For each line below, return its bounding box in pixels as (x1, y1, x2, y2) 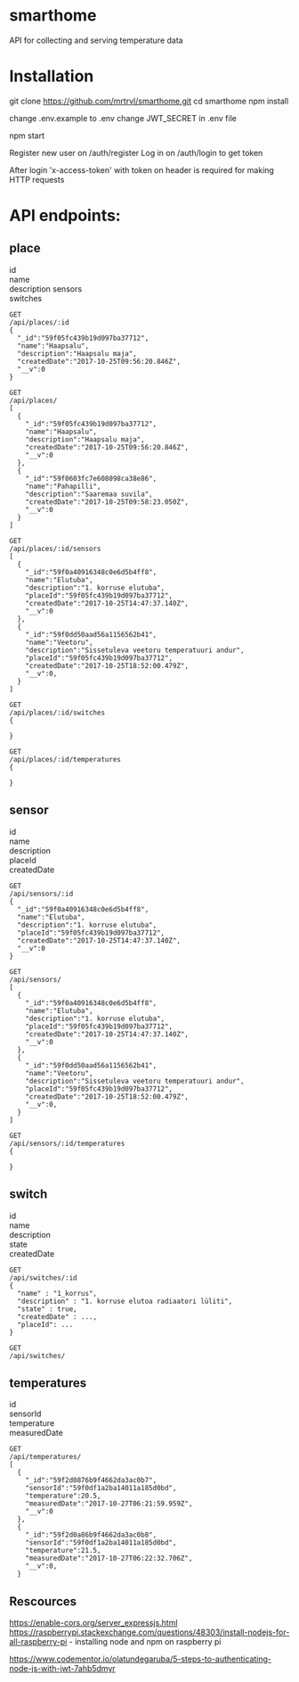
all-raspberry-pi (9, 1637, 68, 1647)
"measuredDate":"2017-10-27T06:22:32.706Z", (25, 1554, 193, 1563)
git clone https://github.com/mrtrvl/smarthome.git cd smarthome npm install (9, 95, 289, 106)
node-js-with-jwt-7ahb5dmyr (9, 1663, 116, 1674)
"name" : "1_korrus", (17, 1289, 98, 1298)
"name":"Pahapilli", (25, 482, 101, 491)
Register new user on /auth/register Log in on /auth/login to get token (9, 147, 263, 158)
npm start (9, 130, 45, 141)
